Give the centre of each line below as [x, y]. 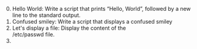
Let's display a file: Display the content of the [69, 28]
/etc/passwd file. [33, 34]
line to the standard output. [46, 15]
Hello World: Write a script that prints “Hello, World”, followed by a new [101, 9]
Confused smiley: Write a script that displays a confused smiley [92, 21]
